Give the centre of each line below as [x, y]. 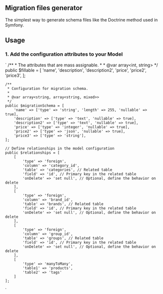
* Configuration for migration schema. [48, 88]
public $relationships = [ [32, 153]
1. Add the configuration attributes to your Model [64, 54]
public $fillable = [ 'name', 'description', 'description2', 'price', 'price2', [76, 70]
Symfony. [15, 25]
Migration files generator [44, 8]
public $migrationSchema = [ [35, 105]
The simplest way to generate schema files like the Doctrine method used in [81, 20]
